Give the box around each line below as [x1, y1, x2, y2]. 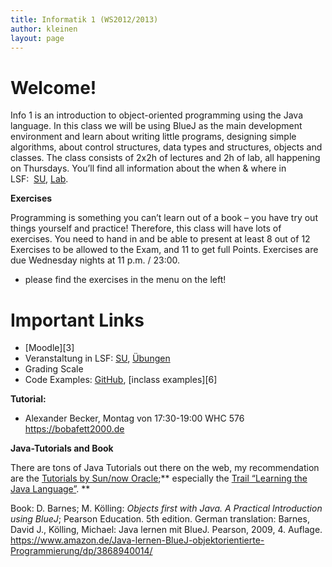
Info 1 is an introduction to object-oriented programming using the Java [10, 109, 303, 121]
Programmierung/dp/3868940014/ [10, 545, 153, 557]
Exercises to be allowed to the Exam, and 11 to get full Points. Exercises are [10, 244, 319, 256]
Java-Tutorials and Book [10, 442, 114, 455]
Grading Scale [24, 363, 84, 375]
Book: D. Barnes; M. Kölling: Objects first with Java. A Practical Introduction [10, 502, 323, 515]
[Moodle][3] [24, 342, 75, 354]
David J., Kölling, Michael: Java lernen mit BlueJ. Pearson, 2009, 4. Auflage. [10, 524, 323, 536]
